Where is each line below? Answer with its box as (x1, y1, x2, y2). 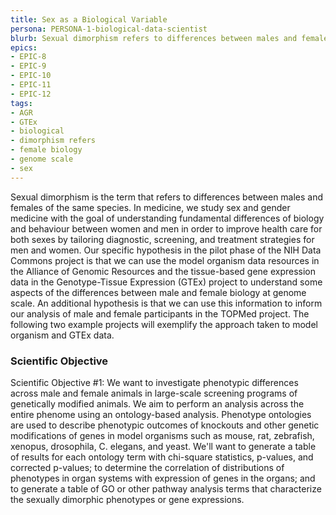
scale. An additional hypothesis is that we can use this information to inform (10, 297, 323, 309)
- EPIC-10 (10, 71, 52, 81)
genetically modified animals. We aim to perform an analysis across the (10, 397, 305, 410)
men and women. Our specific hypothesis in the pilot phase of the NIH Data (10, 244, 322, 256)
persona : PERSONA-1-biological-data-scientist (10, 24, 208, 34)
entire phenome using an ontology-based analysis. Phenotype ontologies (10, 408, 312, 420)
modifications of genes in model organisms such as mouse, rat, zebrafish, (10, 429, 315, 441)
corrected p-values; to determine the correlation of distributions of (10, 461, 285, 473)
